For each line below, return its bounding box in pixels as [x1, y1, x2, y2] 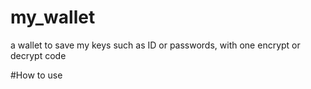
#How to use [10, 69, 63, 81]
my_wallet [10, 6, 96, 29]
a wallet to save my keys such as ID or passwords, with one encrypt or [10, 39, 301, 51]
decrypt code [10, 49, 67, 61]
